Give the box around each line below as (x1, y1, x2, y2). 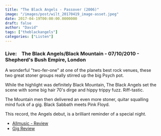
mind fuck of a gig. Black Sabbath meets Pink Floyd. (5, 102, 110, 107)
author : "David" (5, 25, 38, 30)
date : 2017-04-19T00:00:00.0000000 (5, 16, 78, 21)
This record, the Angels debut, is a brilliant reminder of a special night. (5, 111, 146, 117)
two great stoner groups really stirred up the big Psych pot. (5, 72, 124, 78)
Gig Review (12, 126, 35, 132)
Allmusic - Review (12, 120, 49, 126)
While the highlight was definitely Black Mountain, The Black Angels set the (5, 82, 157, 88)
